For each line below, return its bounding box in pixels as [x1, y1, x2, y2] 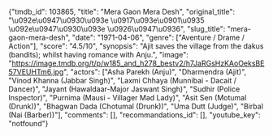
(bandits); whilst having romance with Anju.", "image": [8, 50, 188, 59]
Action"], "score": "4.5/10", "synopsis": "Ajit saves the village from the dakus [8, 41, 264, 51]
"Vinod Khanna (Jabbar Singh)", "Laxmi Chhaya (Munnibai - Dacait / [8, 76, 237, 85]
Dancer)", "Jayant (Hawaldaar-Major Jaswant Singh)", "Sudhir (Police [8, 84, 240, 94]
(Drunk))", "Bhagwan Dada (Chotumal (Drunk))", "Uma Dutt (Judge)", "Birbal [8, 101, 264, 111]
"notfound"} [8, 119, 49, 128]
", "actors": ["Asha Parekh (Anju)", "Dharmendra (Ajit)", [63, 67, 247, 76]
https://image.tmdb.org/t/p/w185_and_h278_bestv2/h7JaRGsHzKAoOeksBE [11, 58, 265, 68]
